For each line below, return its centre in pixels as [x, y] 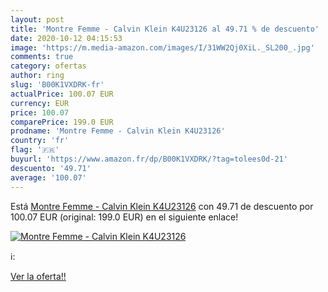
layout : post [37, 19]
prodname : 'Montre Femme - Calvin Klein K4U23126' [118, 131]
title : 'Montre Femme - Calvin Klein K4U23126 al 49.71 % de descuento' [165, 29]
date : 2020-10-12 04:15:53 [66, 38]
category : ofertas [48, 66]
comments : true [42, 57]
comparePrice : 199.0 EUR [62, 122]
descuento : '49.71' [51, 168]
